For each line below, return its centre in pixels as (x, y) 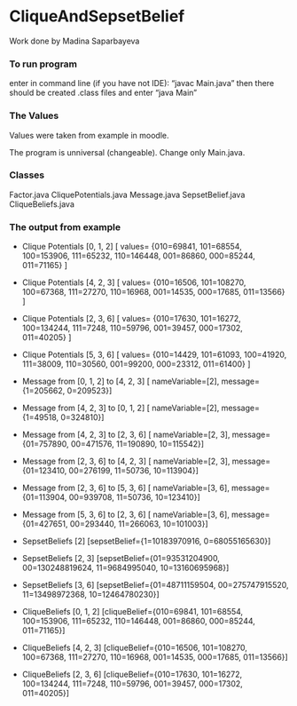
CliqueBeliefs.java (42, 204)
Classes (27, 175)
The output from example (65, 226)
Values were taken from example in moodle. (90, 135)
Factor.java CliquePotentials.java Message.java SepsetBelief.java (127, 194)
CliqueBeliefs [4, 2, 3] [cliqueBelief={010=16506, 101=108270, (135, 648)
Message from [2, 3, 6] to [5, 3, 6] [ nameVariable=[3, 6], (126, 488)
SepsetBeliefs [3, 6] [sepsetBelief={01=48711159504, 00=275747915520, (155, 585)
